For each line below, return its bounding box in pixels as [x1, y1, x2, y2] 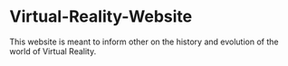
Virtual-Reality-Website [9, 6, 193, 27]
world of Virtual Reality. [9, 45, 97, 56]
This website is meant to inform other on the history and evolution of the [9, 36, 279, 47]
